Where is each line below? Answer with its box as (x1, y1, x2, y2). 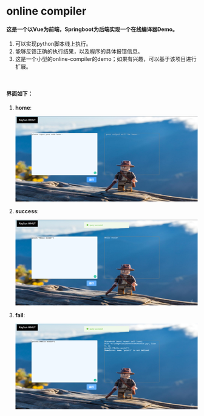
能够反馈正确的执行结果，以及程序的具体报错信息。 (15, 48, 143, 55)
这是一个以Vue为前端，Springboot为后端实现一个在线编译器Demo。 (6, 26, 178, 33)
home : (15, 104, 32, 111)
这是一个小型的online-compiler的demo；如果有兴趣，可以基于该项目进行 (15, 55, 197, 63)
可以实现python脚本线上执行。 (15, 40, 92, 48)
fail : (15, 311, 25, 319)
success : (15, 207, 39, 214)
